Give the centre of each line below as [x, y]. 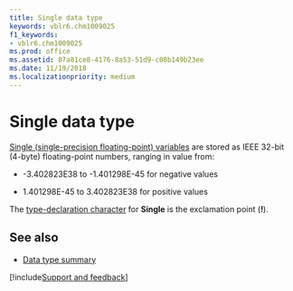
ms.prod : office [40, 52]
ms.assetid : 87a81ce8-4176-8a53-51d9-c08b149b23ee [107, 60]
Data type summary [59, 259]
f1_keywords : [34, 34]
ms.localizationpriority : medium [72, 77]
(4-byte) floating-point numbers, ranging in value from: [112, 156]
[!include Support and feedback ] [69, 276]
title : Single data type [56, 18]
